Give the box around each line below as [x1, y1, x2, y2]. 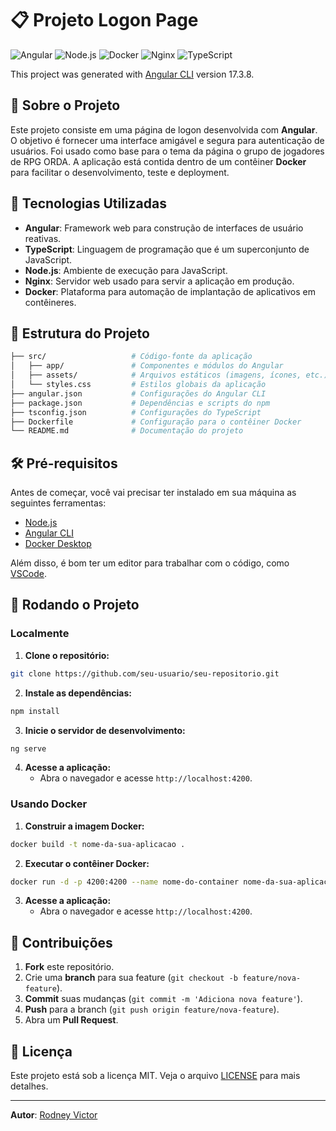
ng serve [10, 743, 47, 754]
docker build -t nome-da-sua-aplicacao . [10, 839, 186, 849]
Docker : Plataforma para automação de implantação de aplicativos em [24, 285, 316, 297]
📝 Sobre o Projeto [10, 97, 121, 114]
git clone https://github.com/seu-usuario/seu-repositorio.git [10, 668, 280, 679]
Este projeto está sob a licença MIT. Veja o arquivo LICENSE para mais [10, 1070, 301, 1082]
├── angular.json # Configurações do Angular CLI [10, 388, 267, 399]
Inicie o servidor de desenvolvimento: [24, 724, 186, 736]
